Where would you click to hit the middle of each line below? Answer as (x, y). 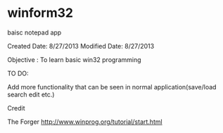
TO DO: (18, 73)
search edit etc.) (31, 94)
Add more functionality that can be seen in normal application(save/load (112, 87)
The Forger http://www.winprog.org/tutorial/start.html (85, 122)
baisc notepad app (34, 32)
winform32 (40, 13)
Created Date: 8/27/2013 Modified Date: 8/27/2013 (81, 46)
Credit (16, 108)
